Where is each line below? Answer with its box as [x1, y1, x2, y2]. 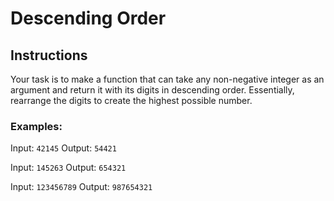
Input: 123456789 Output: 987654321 [10, 181, 153, 193]
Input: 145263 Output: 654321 [10, 162, 127, 174]
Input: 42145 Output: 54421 [10, 142, 117, 154]
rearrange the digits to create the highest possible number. [10, 95, 253, 106]
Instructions [10, 47, 88, 64]
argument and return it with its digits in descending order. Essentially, [10, 84, 295, 96]
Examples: [10, 119, 63, 133]
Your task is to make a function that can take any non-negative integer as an [10, 73, 325, 85]
